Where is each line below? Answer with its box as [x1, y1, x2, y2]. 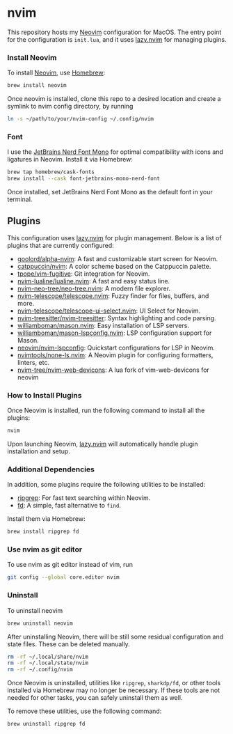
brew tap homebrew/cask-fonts [7, 169, 95, 175]
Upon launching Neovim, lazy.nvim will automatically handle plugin [7, 440, 198, 448]
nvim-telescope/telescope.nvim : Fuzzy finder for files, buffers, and [17, 291, 209, 300]
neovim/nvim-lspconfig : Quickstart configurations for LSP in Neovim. [17, 343, 216, 352]
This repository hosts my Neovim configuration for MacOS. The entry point [7, 28, 222, 36]
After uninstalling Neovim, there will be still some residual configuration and [7, 632, 224, 641]
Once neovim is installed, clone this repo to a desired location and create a [7, 95, 221, 103]
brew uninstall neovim [7, 620, 73, 627]
